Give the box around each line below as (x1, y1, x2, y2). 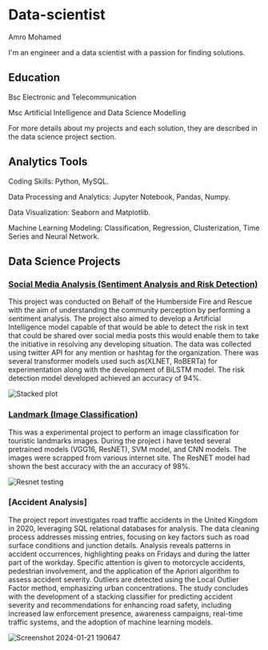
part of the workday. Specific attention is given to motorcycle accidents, (8, 557, 246, 567)
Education (8, 71, 61, 85)
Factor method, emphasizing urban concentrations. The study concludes (8, 583, 249, 592)
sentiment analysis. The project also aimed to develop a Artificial (8, 314, 222, 324)
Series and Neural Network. (8, 231, 100, 241)
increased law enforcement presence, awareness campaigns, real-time (8, 608, 243, 618)
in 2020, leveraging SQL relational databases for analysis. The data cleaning (8, 523, 260, 533)
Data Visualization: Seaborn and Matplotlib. (8, 207, 150, 217)
